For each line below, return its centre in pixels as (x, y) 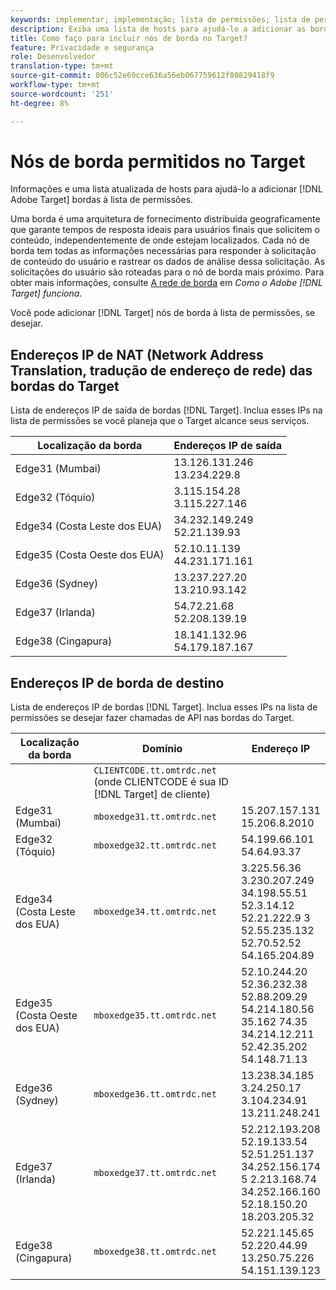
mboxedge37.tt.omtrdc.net (155, 1173)
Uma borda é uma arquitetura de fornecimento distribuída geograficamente (165, 219)
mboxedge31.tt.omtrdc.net (155, 817)
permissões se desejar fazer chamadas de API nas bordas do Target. (152, 718)
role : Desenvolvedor (53, 57)
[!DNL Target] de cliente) (152, 794)
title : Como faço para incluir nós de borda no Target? (129, 38)
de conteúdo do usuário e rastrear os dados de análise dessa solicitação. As (168, 262)
